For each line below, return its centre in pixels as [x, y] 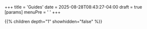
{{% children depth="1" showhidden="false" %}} [54, 22]
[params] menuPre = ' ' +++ [33, 12]
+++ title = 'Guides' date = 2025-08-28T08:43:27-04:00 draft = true [73, 7]
